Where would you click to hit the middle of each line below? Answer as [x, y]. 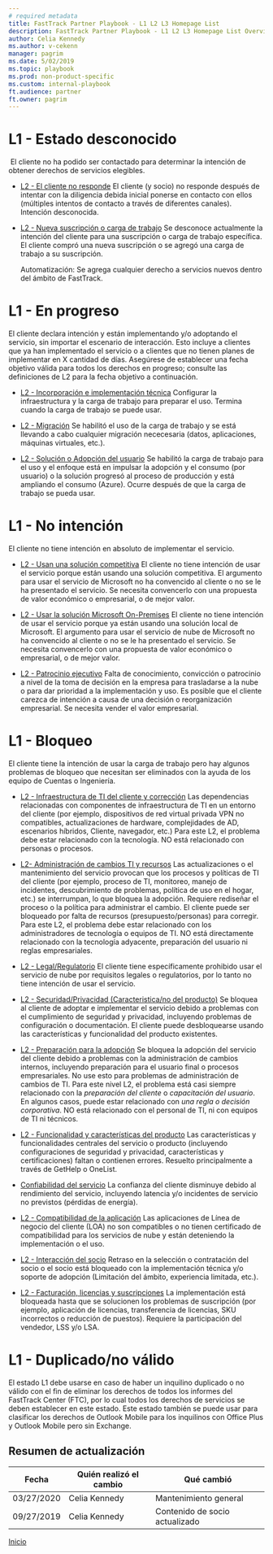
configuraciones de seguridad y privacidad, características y [122, 1152]
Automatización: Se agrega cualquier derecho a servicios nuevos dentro [141, 270]
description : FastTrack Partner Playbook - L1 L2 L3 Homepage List [125, 31]
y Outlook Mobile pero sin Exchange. [70, 1426]
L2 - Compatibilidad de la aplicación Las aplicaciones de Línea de [130, 1218]
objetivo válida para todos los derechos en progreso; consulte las [118, 368]
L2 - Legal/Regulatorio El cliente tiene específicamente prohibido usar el [141, 966]
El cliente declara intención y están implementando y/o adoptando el [123, 333]
